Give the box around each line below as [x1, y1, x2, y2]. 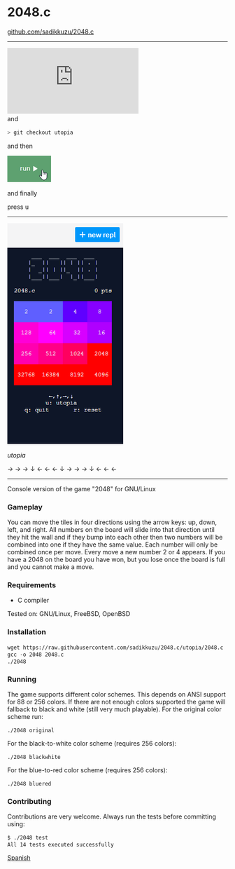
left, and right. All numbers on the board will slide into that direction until [7, 526, 215, 534]
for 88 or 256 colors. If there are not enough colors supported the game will [7, 698, 226, 706]
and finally [7, 189, 38, 197]
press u [7, 203, 29, 211]
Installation [7, 627, 47, 637]
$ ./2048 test [7, 835, 49, 842]
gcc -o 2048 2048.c [7, 651, 64, 658]
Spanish [7, 854, 31, 862]
